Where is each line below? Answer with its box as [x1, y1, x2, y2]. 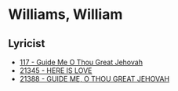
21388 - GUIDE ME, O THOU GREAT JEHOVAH [19, 75, 170, 83]
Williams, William [8, 5, 123, 24]
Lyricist [8, 37, 45, 50]
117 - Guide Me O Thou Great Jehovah [19, 57, 143, 67]
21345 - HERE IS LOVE [19, 66, 93, 75]
